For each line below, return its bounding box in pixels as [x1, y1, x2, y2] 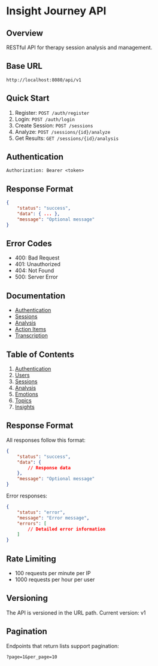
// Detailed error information [28, 526, 106, 532]
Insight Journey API [6, 4, 107, 18]
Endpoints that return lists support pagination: [6, 642, 120, 649]
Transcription [14, 332, 48, 339]
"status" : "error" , [17, 509, 66, 515]
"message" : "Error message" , [17, 515, 90, 521]
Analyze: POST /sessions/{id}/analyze [14, 128, 111, 135]
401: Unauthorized [14, 261, 61, 268]
